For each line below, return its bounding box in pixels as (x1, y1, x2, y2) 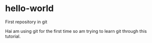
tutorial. (5, 33, 21, 39)
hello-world (5, 3, 54, 14)
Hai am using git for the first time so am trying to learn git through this (5, 28, 147, 34)
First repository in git (5, 19, 48, 25)
